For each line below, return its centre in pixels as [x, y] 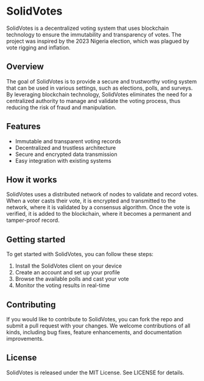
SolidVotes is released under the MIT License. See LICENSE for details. [95, 372]
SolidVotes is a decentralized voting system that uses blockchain [88, 28]
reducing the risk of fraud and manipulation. [62, 107]
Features [23, 126]
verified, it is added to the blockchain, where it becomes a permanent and [99, 214]
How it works [32, 180]
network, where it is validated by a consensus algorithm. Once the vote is [98, 207]
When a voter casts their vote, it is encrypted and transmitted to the [91, 201]
